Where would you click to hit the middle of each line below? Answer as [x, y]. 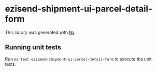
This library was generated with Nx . [40, 32]
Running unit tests [33, 47]
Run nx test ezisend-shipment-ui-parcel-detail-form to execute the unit [78, 59]
